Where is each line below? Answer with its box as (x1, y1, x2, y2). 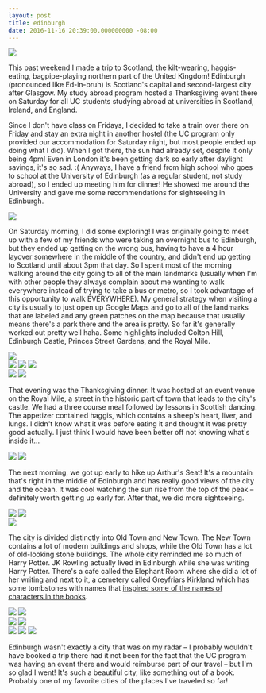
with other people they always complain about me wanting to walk (8, 277, 225, 287)
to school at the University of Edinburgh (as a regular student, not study (8, 171, 243, 181)
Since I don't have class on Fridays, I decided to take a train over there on (8, 121, 249, 130)
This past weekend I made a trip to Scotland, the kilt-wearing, (8, 63, 210, 72)
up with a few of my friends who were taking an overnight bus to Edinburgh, (8, 235, 256, 244)
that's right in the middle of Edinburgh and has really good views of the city (8, 476, 255, 486)
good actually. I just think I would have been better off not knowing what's (8, 428, 250, 437)
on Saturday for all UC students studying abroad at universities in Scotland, (8, 97, 254, 106)
